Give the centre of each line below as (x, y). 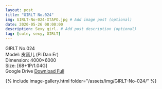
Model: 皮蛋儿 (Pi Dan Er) (32, 54)
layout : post (19, 10)
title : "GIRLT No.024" (30, 15)
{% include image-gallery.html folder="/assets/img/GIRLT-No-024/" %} (81, 81)
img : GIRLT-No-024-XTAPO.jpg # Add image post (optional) (69, 19)
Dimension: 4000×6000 (31, 60)
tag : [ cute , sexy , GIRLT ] (33, 34)
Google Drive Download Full (35, 71)
